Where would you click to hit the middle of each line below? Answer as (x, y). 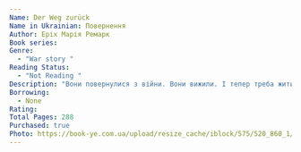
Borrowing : (30, 92)
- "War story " (46, 59)
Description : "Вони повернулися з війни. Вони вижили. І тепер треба (142, 84)
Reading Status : (39, 68)
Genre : (21, 51)
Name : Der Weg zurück (50, 17)
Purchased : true (39, 126)
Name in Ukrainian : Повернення (68, 26)
